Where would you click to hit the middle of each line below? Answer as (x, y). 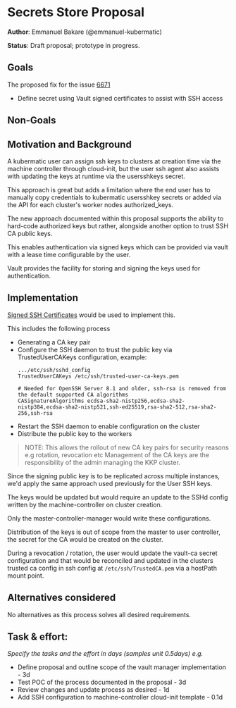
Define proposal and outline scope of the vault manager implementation (122, 667)
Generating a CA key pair (54, 342)
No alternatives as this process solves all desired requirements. (99, 614)
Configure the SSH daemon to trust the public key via (95, 349)
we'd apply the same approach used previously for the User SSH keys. (110, 483)
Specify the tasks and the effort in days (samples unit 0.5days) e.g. (105, 654)
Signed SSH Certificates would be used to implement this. (91, 315)
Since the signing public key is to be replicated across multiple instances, (114, 476)
